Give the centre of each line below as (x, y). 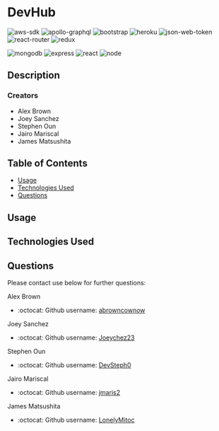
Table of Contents (48, 163)
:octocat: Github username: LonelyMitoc (76, 420)
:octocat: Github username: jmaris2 (69, 393)
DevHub (32, 12)
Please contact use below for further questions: (77, 283)
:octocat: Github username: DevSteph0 (75, 365)
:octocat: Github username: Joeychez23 (76, 338)
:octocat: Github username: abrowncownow (81, 310)
